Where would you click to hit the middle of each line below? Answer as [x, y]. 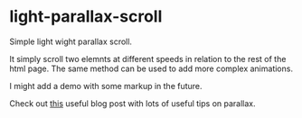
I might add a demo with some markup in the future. [106, 86]
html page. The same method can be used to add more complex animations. [151, 68]
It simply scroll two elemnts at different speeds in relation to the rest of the [148, 59]
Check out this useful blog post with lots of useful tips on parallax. [132, 103]
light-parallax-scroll [86, 17]
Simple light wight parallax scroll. [71, 41]
